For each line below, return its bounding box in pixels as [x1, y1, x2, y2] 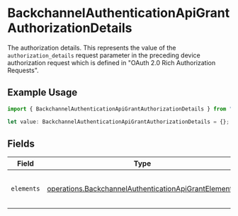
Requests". [7, 66, 39, 74]
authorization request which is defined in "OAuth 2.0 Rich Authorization [7, 58, 216, 67]
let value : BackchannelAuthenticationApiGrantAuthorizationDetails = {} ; [7, 118, 230, 125]
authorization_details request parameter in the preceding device [7, 51, 200, 59]
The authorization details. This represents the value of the [7, 43, 176, 52]
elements [11, 185, 40, 193]
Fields [7, 137, 35, 149]
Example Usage [7, 86, 78, 98]
